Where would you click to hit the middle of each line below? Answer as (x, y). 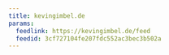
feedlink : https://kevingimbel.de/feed (83, 31)
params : (22, 23)
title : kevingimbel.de (47, 16)
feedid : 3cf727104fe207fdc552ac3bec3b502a (89, 38)
